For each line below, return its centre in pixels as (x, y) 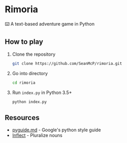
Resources (22, 118)
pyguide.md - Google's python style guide (57, 130)
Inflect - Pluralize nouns (37, 135)
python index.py (29, 102)
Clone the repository (34, 54)
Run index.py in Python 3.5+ (42, 92)
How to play (24, 42)
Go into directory (30, 73)
